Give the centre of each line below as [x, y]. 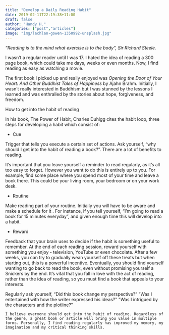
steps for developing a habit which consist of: [52, 125]
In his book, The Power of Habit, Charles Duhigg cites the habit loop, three [82, 119]
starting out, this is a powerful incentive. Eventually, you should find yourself [84, 263]
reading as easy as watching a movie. [44, 68]
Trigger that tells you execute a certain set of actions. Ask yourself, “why [81, 144]
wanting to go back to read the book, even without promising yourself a [79, 268]
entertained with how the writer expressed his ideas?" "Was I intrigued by [81, 299]
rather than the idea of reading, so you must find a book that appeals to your [84, 279]
